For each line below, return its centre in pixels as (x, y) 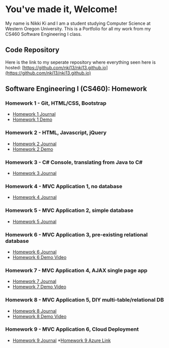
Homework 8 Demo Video (39, 316)
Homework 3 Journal (34, 173)
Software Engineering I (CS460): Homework (76, 89)
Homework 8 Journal (34, 311)
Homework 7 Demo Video (39, 287)
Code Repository (32, 50)
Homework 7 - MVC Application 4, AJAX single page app (76, 270)
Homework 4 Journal (35, 197)
